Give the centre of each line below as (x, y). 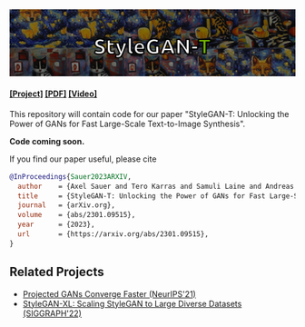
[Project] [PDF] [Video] (54, 94)
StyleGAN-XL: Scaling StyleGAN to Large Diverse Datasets (132, 303)
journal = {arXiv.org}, (67, 205)
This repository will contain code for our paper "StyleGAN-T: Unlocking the (149, 114)
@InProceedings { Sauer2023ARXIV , (70, 176)
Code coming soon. (47, 141)
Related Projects (57, 272)
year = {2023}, (56, 225)
